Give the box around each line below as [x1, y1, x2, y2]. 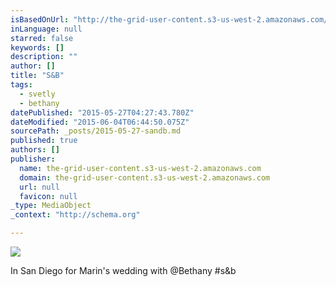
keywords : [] [10, 42, 65, 53]
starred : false [10, 33, 74, 43]
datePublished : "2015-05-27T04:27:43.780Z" [10, 107, 195, 118]
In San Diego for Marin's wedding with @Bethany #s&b [10, 265, 237, 276]
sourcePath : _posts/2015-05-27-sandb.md [10, 126, 182, 136]
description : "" [10, 52, 78, 62]
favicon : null [19, 191, 78, 201]
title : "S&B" [10, 71, 65, 81]
